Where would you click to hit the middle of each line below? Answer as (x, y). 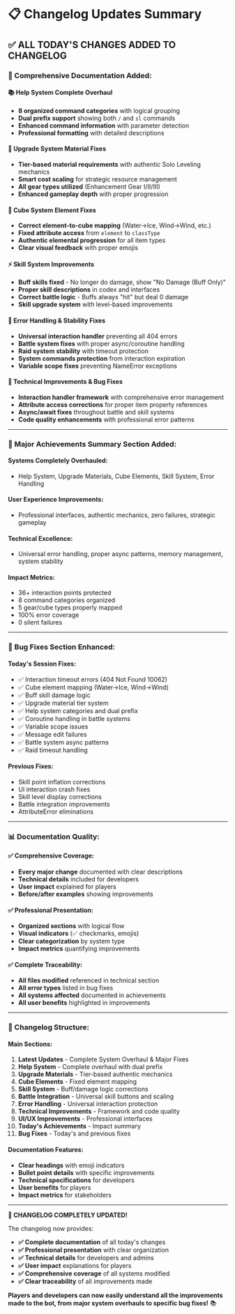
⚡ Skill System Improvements (51, 264)
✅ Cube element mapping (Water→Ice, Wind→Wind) (93, 687)
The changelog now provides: (51, 1228)
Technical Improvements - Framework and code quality (99, 1112)
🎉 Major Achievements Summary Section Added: (92, 444)
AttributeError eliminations (55, 812)
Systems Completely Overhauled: (58, 461)
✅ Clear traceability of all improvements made (85, 1281)
